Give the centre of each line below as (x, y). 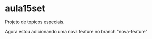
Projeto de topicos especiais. (35, 22)
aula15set (25, 9)
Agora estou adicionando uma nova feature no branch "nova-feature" (76, 31)
